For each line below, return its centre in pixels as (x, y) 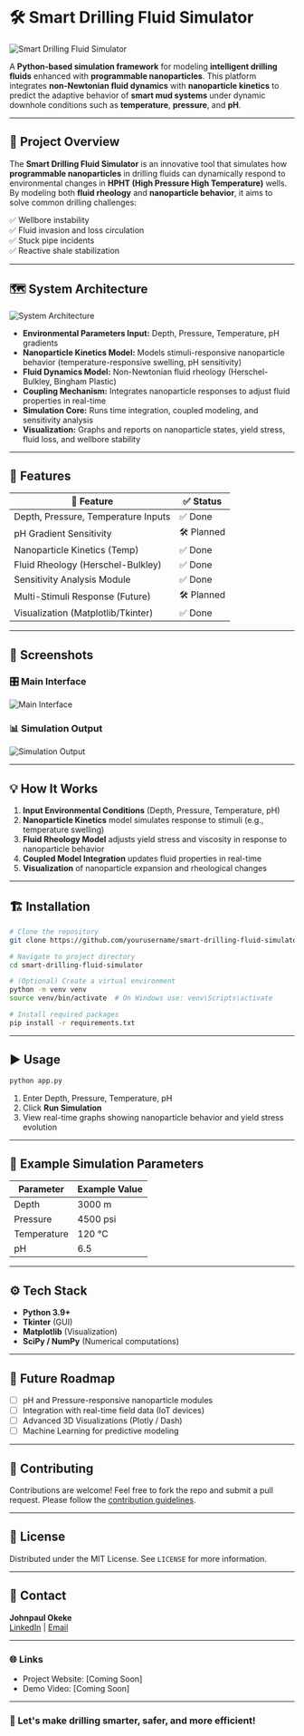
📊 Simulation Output (56, 728)
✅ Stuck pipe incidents (52, 240)
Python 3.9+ (46, 1313)
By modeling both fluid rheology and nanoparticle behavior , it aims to (141, 192)
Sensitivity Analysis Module (72, 579)
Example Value (110, 1189)
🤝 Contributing (52, 1468)
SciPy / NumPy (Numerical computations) (100, 1342)
